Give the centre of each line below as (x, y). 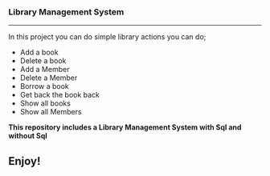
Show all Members (51, 112)
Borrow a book (45, 86)
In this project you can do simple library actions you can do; (107, 37)
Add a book (39, 52)
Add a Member (45, 70)
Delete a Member (49, 78)
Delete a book (43, 61)
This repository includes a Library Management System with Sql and (125, 127)
